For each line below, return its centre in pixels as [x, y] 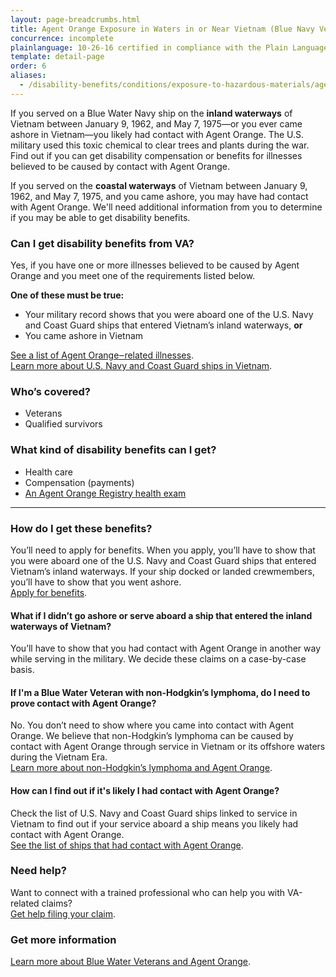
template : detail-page [57, 57]
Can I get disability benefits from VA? [102, 243]
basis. [22, 670]
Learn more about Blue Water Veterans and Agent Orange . [131, 962]
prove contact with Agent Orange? [83, 703]
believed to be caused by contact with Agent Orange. [120, 166]
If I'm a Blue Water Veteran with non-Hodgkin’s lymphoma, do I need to [160, 692]
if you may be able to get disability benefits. [100, 217]
